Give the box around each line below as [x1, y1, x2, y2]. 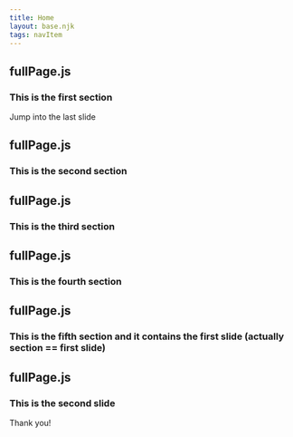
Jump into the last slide [9, 112, 97, 122]
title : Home [9, 13, 54, 23]
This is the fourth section [9, 276, 122, 287]
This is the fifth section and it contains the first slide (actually [9, 330, 285, 343]
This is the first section [9, 91, 113, 103]
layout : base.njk [9, 22, 75, 31]
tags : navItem [9, 30, 63, 39]
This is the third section [9, 219, 116, 232]
